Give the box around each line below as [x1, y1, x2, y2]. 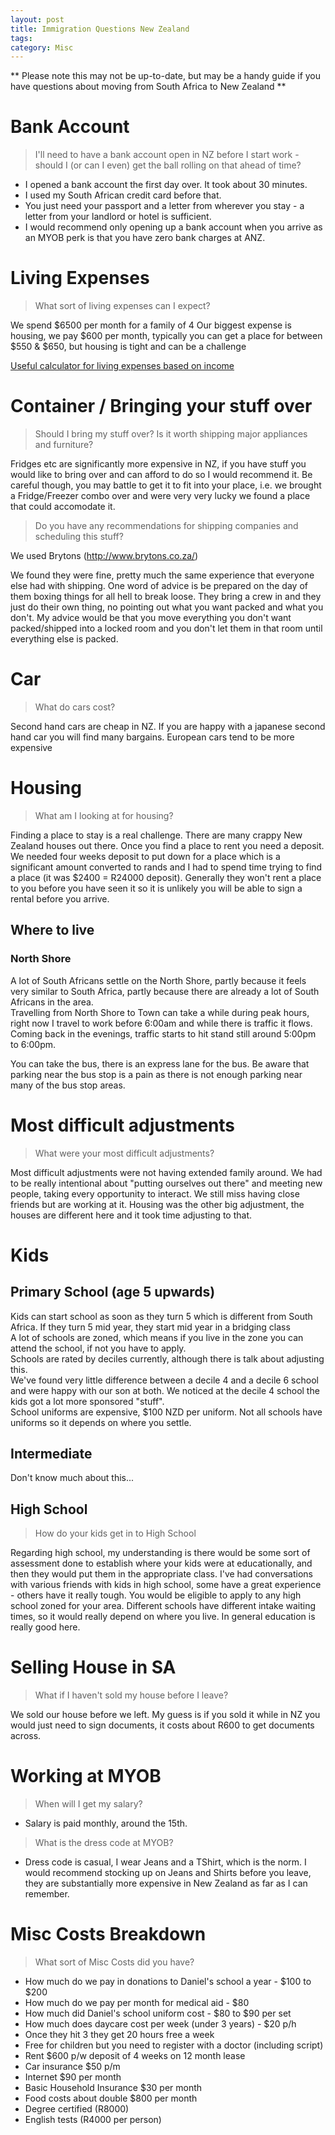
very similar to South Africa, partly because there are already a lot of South [10, 985, 320, 997]
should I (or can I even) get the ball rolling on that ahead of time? [34, 159, 302, 171]
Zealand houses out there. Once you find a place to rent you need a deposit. [10, 839, 325, 851]
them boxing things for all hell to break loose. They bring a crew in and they [10, 591, 322, 603]
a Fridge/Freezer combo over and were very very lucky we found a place [10, 490, 311, 502]
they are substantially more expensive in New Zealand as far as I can [24, 1877, 308, 1890]
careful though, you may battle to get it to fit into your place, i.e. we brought [10, 479, 322, 491]
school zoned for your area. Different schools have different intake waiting [10, 1600, 317, 1612]
